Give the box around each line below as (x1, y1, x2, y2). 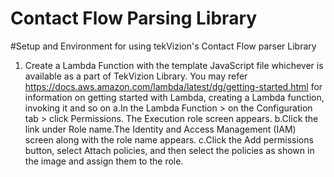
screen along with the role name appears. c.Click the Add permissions (24, 133, 314, 146)
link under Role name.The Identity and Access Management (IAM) (24, 123, 297, 135)
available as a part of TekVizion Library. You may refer (24, 70, 248, 82)
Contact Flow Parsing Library (10, 7, 258, 30)
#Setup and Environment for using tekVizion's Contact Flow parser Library (10, 40, 317, 52)
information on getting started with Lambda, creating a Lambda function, (24, 91, 325, 103)
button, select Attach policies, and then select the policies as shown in (24, 144, 315, 156)
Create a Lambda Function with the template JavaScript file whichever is (24, 59, 324, 71)
